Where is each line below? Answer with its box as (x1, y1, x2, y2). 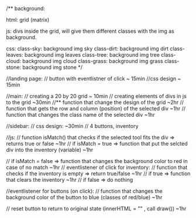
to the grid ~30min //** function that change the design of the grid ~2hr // (6, 99, 184, 106)
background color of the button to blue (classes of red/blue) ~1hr (6, 194, 163, 200)
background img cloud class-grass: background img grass (22, 58, 163, 64)
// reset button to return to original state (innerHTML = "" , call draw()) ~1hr (6, 205, 187, 212)
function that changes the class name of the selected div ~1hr (6, 111, 155, 118)
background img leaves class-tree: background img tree (24, 51, 160, 58)
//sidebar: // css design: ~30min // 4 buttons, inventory (6, 123, 139, 129)
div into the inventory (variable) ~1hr (6, 146, 94, 153)
